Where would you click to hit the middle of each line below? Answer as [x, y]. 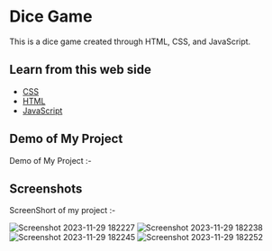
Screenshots [46, 188]
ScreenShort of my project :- [63, 211]
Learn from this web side [80, 70]
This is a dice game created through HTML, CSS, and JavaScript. [130, 41]
